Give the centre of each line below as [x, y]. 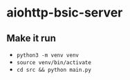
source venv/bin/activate [54, 63]
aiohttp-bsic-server [65, 13]
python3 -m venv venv [47, 55]
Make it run [31, 38]
